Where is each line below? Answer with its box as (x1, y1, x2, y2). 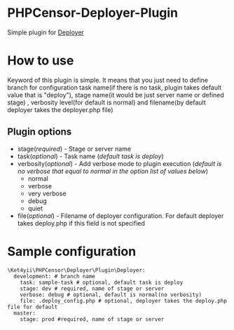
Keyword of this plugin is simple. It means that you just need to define (7, 76, 209, 84)
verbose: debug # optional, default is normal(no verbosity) (20, 291, 202, 298)
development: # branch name (13, 273, 96, 280)
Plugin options (7, 126, 72, 138)
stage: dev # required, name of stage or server (20, 285, 165, 292)
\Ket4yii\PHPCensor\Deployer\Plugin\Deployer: (7, 266, 146, 274)
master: (13, 310, 36, 317)
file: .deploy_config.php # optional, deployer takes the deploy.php (20, 297, 228, 304)
